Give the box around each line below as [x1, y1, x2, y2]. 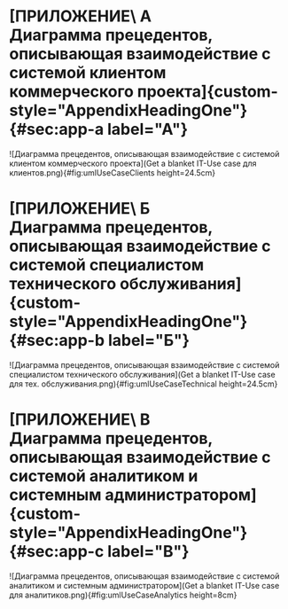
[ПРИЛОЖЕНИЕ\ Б [9, 199, 151, 219]
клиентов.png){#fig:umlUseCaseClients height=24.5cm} [9, 167, 216, 178]
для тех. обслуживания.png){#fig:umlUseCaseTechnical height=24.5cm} [9, 379, 278, 389]
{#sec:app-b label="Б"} [9, 331, 191, 351]
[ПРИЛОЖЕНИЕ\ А [9, 6, 152, 27]
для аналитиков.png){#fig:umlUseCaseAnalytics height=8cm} [9, 589, 237, 600]
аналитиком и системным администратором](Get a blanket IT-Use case [9, 580, 280, 590]
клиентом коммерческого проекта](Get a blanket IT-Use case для [9, 158, 257, 168]
